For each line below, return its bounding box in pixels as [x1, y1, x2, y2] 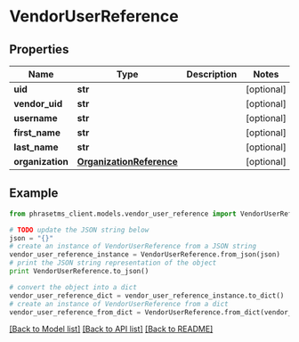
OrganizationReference [77, 156, 178, 167]
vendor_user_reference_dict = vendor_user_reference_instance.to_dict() [9, 291, 285, 300]
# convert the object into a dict [9, 282, 138, 291]
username [13, 112, 58, 124]
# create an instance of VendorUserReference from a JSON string [9, 242, 256, 251]
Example [9, 185, 59, 201]
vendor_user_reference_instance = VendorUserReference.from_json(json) [9, 250, 280, 259]
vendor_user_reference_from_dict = [9, 307, 141, 317]
